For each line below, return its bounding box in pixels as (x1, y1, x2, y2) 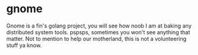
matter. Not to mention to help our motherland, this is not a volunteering (6, 35, 187, 42)
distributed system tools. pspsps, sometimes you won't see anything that (6, 28, 191, 35)
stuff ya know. (6, 42, 42, 49)
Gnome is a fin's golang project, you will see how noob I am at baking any (6, 22, 192, 29)
